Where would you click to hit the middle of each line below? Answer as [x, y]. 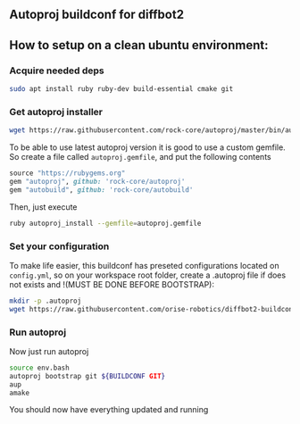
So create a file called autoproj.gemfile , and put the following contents [140, 157]
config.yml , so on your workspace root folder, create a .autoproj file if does [148, 275]
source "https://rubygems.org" [67, 173]
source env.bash [39, 368]
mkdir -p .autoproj [46, 301]
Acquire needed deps [57, 71]
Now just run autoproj [49, 351]
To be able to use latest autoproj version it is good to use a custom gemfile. [147, 147]
